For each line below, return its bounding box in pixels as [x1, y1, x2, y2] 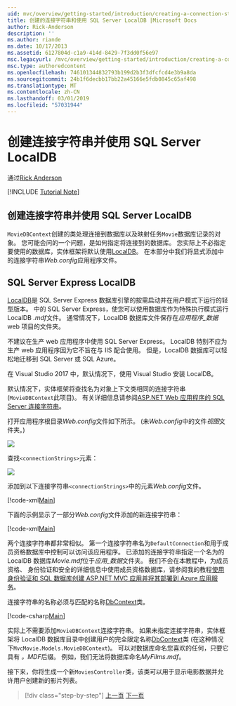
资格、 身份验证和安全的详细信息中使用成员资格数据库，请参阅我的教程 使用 [7, 566, 225, 574]
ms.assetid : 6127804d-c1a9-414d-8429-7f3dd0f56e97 [7, 50, 159, 57]
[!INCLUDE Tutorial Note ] [7, 187, 80, 196]
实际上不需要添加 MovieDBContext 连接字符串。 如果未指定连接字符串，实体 [7, 626, 220, 635]
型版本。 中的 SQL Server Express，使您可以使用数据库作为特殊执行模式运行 [7, 305, 229, 313]
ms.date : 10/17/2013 [7, 43, 68, 50]
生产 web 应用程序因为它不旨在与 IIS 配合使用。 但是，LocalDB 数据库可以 [7, 346, 222, 354]
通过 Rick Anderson [7, 173, 63, 182]
